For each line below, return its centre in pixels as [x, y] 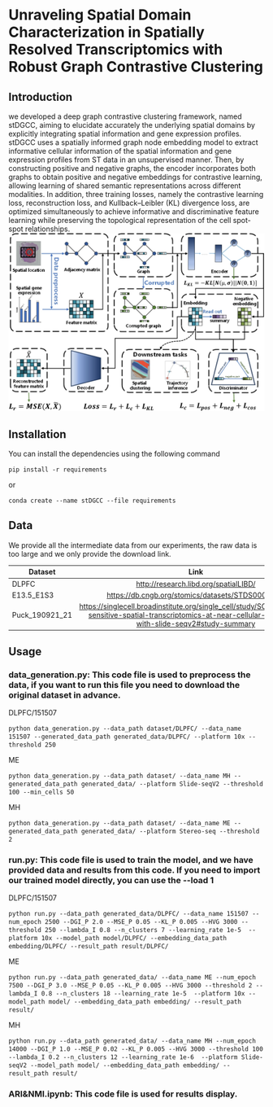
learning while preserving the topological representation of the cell [120, 220]
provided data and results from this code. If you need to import [134, 870]
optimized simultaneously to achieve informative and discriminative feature [134, 212]
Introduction [41, 96]
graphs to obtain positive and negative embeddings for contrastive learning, [135, 177]
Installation [37, 434]
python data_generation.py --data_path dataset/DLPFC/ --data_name [125, 729]
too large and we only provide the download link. [90, 553]
